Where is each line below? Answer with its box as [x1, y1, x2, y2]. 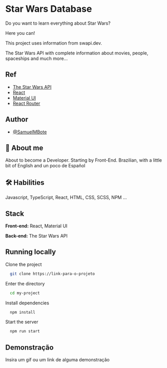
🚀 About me [5, 143, 44, 152]
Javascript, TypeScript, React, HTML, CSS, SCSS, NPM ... [5, 195, 127, 201]
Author [5, 115, 28, 124]
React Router [12, 100, 40, 106]
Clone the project [5, 261, 42, 267]
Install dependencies [5, 300, 50, 306]
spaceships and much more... [5, 55, 68, 62]
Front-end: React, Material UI [5, 223, 68, 229]
